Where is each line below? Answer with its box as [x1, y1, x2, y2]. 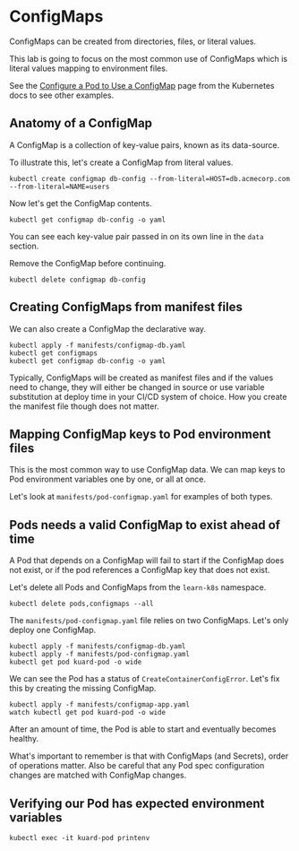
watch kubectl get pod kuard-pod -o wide [9, 708, 167, 717]
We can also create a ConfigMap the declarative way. [9, 323, 207, 334]
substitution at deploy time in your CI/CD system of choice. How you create [9, 391, 287, 402]
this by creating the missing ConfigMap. [9, 683, 157, 694]
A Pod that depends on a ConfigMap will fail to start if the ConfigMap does [9, 555, 285, 566]
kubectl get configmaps [9, 348, 98, 358]
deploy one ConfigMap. [9, 625, 97, 636]
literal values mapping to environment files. [9, 63, 168, 74]
